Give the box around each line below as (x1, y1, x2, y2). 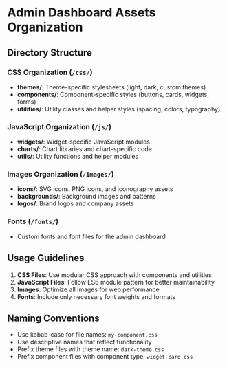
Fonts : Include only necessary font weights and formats (17, 292, 176, 300)
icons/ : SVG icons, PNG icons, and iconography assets (17, 185, 173, 193)
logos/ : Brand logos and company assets (17, 199, 134, 208)
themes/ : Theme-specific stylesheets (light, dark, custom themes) (17, 82, 206, 91)
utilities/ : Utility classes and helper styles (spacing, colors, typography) (17, 104, 221, 113)
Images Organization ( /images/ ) (7, 170, 115, 179)
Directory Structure (7, 47, 93, 58)
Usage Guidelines (7, 252, 85, 264)
